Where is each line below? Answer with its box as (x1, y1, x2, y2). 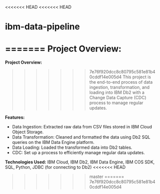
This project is (123, 74, 151, 80)
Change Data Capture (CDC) (89, 95, 146, 101)
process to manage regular (89, 100, 144, 106)
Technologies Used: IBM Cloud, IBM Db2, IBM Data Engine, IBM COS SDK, (5, 159, 155, 165)
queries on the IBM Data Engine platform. (12, 140, 95, 145)
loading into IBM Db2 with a (89, 89, 144, 95)
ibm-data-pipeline (5, 21, 80, 32)
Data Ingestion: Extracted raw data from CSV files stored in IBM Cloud (12, 124, 152, 130)
